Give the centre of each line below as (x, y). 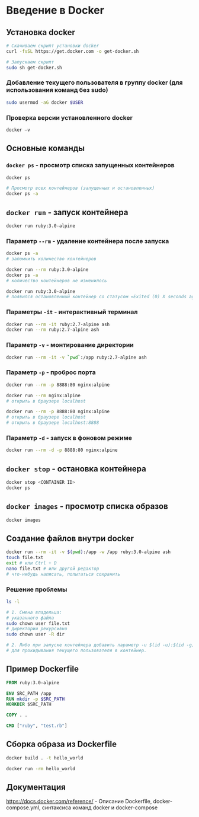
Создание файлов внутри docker (70, 538)
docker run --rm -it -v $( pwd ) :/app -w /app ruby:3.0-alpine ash (88, 552)
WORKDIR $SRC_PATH (29, 704)
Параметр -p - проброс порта (51, 372)
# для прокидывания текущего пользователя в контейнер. (76, 651)
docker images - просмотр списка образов (87, 507)
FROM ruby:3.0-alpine (33, 682)
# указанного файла (30, 618)
